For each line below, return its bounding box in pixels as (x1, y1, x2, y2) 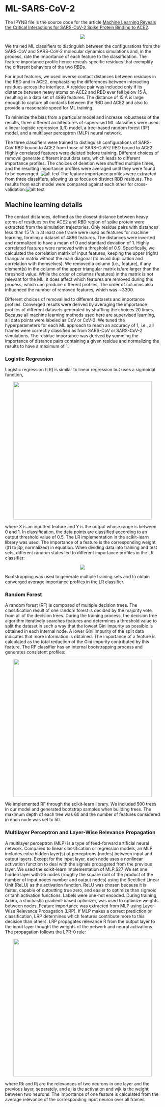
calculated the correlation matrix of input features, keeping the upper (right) (5, 250, 159, 256)
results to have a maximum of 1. (5, 343, 69, 349)
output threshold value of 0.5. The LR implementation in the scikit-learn (5, 534, 149, 540)
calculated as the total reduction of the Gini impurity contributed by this (5, 639, 150, 645)
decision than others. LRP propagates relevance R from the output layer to (5, 918, 155, 924)
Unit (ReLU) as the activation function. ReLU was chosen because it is (5, 882, 147, 888)
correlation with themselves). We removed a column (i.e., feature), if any (5, 261, 151, 267)
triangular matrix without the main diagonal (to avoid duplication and (5, 255, 143, 261)
